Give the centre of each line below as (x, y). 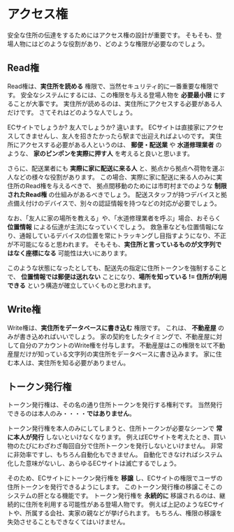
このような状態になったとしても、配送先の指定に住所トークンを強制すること (117, 268)
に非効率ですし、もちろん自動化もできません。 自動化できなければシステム (115, 454)
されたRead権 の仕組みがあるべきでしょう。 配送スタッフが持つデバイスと (114, 194)
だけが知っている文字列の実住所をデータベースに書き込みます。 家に (118, 354)
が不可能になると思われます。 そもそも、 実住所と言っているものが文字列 (111, 244)
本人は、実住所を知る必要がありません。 (71, 362)
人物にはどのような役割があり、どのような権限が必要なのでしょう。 (111, 43)
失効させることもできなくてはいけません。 (68, 522)
